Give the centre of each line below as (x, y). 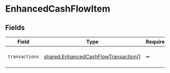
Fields (15, 28)
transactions (24, 57)
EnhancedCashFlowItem (58, 9)
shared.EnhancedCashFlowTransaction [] (92, 57)
